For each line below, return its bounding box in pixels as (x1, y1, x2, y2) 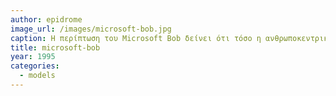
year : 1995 (10, 52, 56, 62)
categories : (10, 61, 60, 71)
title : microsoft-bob (10, 42, 101, 53)
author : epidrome (10, 14, 83, 25)
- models (19, 71, 56, 81)
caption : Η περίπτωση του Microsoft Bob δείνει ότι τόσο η (10, 33, 262, 43)
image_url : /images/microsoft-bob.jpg (10, 24, 172, 34)
